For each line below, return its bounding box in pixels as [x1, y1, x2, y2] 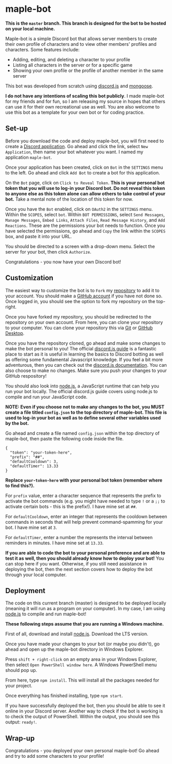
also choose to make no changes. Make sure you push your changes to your [5, 367, 167, 374]
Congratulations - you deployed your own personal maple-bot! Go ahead [5, 748, 159, 754]
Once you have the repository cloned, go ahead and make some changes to [5, 340, 166, 346]
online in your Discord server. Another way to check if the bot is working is [5, 708, 163, 714]
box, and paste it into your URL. [5, 233, 72, 239]
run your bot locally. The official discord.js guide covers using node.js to [5, 388, 158, 394]
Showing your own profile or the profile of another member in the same [12, 67, 163, 74]
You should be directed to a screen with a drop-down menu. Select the [5, 243, 155, 250]
